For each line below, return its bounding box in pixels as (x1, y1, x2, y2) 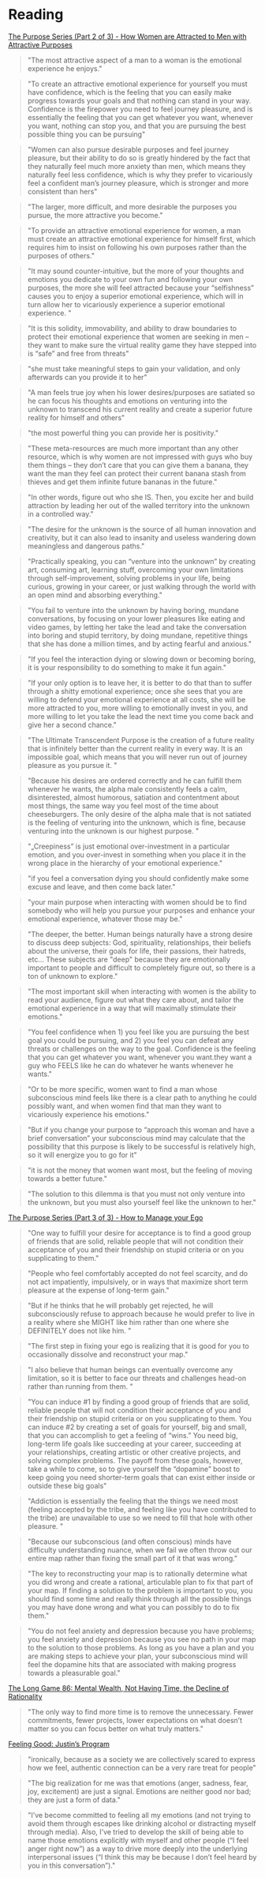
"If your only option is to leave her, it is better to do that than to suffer (27, 678, 252, 687)
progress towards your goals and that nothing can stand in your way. (27, 96, 252, 105)
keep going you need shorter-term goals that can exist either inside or (27, 1472, 256, 1482)
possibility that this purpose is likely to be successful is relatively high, (27, 1142, 256, 1151)
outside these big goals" (27, 1481, 107, 1490)
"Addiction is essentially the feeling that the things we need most (27, 1496, 238, 1506)
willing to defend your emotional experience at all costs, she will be (27, 694, 246, 704)
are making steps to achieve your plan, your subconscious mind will (27, 1651, 248, 1661)
